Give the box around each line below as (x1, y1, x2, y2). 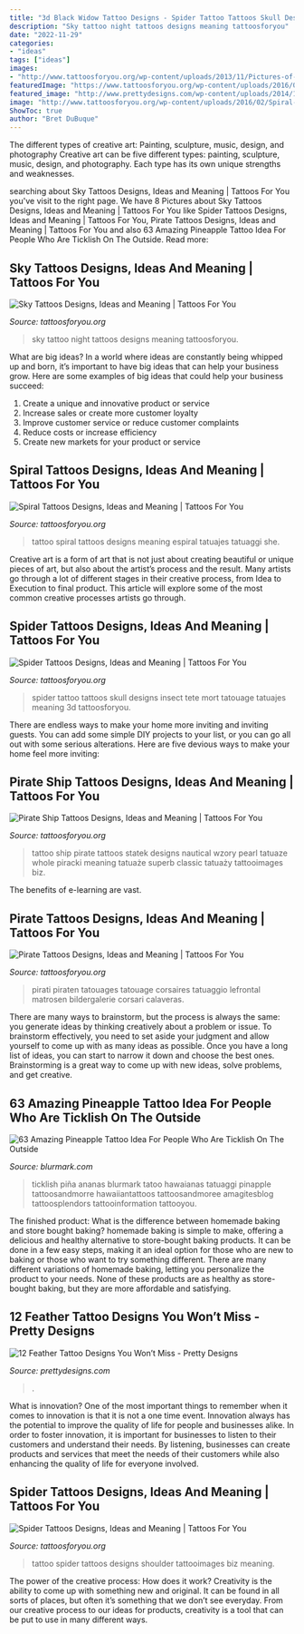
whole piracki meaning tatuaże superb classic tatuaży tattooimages (31, 857, 283, 868)
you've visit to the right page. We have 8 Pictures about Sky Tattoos (9, 196, 262, 207)
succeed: (9, 380, 44, 391)
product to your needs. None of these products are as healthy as (9, 1274, 252, 1284)
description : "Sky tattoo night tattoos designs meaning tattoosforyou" (9, 22, 290, 31)
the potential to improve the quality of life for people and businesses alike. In (9, 1419, 294, 1430)
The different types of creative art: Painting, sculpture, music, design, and (9, 140, 285, 151)
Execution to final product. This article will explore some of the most (9, 582, 263, 593)
